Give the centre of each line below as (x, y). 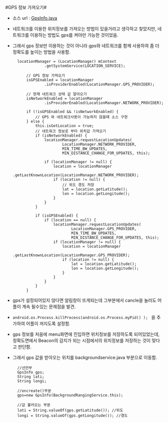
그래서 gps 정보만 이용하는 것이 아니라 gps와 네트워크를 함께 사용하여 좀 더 (86, 46)
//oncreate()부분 (34, 391)
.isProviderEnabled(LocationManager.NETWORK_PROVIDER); (104, 103)
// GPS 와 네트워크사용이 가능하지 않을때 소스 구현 (81, 117)
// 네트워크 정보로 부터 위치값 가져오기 (71, 131)
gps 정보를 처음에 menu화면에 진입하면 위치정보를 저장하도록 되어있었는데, (86, 334)
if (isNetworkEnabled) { (61, 136)
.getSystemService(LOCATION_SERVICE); (85, 66)
